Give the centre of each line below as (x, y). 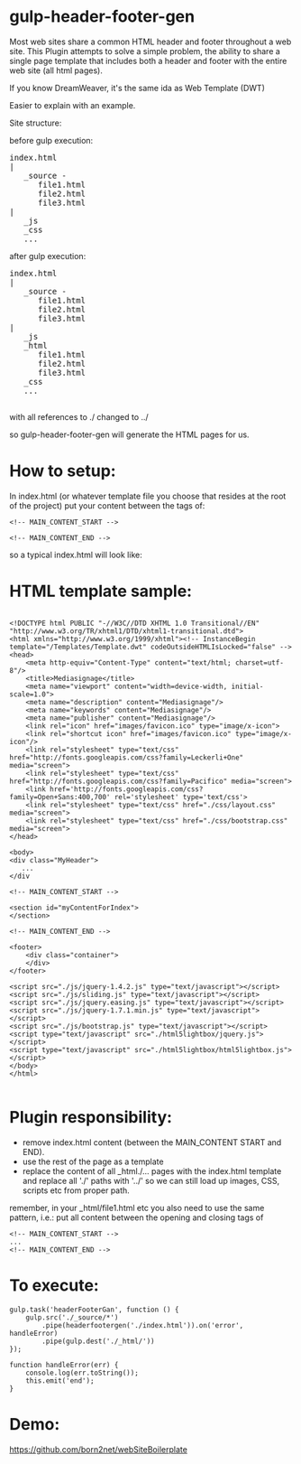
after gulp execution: (48, 256)
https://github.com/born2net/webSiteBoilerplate (98, 1449)
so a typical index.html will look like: (76, 555)
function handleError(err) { (64, 1365)
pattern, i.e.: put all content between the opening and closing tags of (137, 1217)
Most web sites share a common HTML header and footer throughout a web (150, 42)
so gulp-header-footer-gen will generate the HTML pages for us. (129, 434)
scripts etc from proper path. (76, 1190)
